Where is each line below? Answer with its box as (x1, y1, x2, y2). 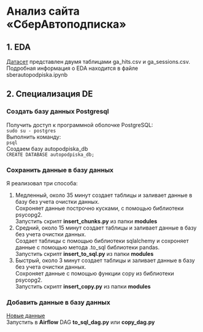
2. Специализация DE (6, 89, 93, 99)
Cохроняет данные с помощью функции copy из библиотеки (15, 269, 175, 277)
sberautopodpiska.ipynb (6, 71, 68, 78)
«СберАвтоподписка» (6, 17, 127, 31)
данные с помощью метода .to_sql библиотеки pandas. (15, 244, 160, 251)
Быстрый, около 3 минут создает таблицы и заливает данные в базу (15, 257, 195, 264)
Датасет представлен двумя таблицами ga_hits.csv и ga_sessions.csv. (6, 58, 191, 65)
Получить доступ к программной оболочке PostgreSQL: (6, 121, 153, 128)
